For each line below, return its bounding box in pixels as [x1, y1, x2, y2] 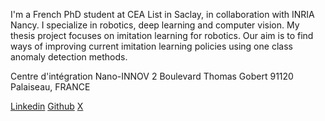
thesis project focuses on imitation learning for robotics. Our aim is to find [10, 30, 314, 41]
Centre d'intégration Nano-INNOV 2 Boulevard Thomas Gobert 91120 [10, 70, 294, 82]
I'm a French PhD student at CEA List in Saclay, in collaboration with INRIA [10, 9, 315, 20]
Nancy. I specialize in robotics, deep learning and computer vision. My [10, 19, 300, 31]
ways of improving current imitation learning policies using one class [10, 40, 293, 52]
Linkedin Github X [10, 100, 84, 112]
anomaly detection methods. [10, 51, 128, 63]
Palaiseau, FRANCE [10, 81, 91, 93]
